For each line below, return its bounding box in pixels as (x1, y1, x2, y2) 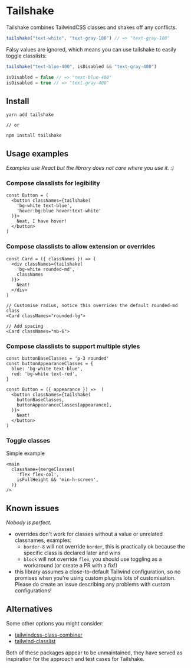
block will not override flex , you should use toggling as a (23, 556, 162, 563)
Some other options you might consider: (6, 619, 104, 627)
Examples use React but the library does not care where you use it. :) (6, 164, 174, 172)
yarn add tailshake (6, 112, 54, 118)
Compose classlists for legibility (6, 179, 100, 187)
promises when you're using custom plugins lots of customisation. (14, 575, 176, 582)
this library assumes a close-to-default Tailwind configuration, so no (14, 568, 181, 575)
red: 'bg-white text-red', (11, 371, 78, 377)
